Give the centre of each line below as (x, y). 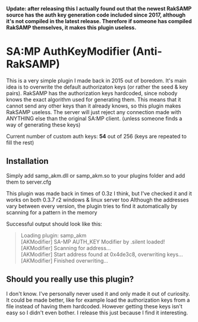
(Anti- (147, 51)
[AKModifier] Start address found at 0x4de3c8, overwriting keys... (102, 254)
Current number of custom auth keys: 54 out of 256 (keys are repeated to (97, 136)
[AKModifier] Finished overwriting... (65, 260)
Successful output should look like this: (54, 224)
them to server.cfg (29, 182)
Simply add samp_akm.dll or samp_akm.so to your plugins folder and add (96, 175)
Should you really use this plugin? (70, 280)
